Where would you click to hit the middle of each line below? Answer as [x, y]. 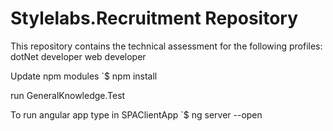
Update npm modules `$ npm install [84, 76]
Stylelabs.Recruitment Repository [154, 18]
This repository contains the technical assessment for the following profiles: [166, 46]
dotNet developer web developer [78, 56]
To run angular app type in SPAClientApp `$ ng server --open [136, 114]
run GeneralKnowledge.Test [68, 95]
